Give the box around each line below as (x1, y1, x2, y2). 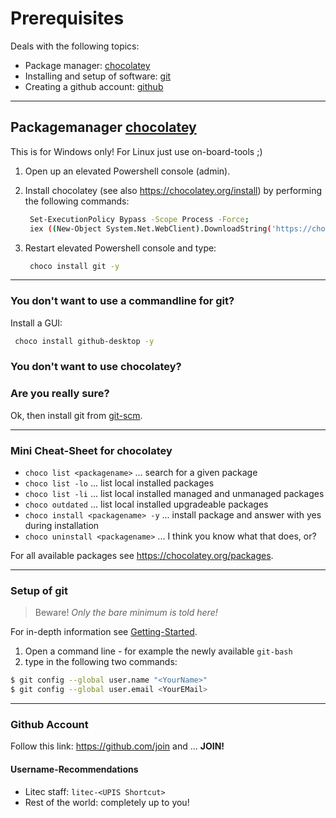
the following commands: (24, 195, 130, 207)
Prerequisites (10, 7, 125, 30)
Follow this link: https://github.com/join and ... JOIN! (10, 740, 225, 752)
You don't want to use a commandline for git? (10, 294, 235, 308)
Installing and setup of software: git (24, 70, 172, 82)
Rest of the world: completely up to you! (24, 796, 190, 808)
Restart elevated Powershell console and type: (24, 242, 217, 254)
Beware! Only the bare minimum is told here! (34, 607, 218, 619)
